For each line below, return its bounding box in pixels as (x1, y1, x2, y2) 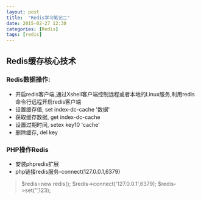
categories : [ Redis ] (6, 26, 59, 32)
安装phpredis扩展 (15, 160, 59, 168)
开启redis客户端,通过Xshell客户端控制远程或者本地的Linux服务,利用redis (15, 90, 195, 98)
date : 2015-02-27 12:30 (6, 20, 67, 26)
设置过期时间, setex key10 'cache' (15, 121, 100, 128)
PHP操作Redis (6, 145, 49, 154)
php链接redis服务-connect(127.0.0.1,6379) (15, 168, 121, 176)
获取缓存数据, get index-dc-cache (15, 113, 100, 121)
